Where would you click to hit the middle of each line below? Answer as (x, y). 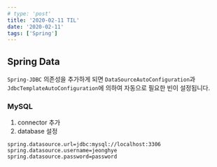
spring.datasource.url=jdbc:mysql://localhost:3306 (84, 145)
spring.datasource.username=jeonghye (62, 151)
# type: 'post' (29, 14)
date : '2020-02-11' (36, 27)
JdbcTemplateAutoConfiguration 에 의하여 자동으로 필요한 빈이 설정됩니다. (109, 88)
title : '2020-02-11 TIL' (43, 20)
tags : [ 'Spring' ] (33, 33)
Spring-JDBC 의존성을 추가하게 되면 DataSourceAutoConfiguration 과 (101, 79)
